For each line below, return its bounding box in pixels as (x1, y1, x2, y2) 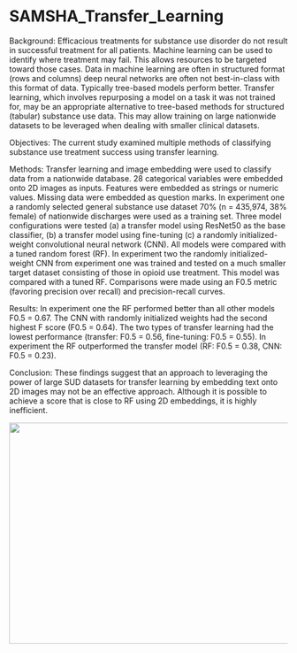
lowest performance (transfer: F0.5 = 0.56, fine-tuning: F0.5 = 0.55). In (9, 331, 267, 342)
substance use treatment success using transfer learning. (9, 146, 219, 157)
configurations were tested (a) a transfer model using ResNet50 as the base (9, 219, 286, 231)
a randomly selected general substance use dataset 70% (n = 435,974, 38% (9, 201, 287, 211)
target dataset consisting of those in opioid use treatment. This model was (9, 267, 280, 278)
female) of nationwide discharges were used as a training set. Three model (9, 211, 282, 221)
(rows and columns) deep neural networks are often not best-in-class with (9, 73, 280, 83)
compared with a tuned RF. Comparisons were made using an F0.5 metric (9, 276, 278, 287)
